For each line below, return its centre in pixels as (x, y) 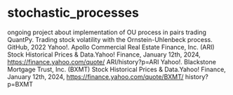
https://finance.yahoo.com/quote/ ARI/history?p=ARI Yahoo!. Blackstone (112, 61)
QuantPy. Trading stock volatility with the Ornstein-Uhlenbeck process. (110, 39)
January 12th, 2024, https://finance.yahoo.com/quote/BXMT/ (95, 76)
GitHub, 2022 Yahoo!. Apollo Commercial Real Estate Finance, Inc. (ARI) (111, 47)
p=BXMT (20, 84)
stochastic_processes (73, 13)
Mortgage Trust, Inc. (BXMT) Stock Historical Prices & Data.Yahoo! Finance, (116, 69)
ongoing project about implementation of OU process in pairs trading (107, 32)
